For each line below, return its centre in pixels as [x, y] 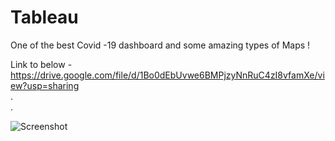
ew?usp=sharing [45, 85]
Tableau [44, 17]
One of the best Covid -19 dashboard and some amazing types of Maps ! [160, 45]
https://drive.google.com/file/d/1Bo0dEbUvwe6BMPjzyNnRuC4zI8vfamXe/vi [167, 75]
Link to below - [41, 64]
